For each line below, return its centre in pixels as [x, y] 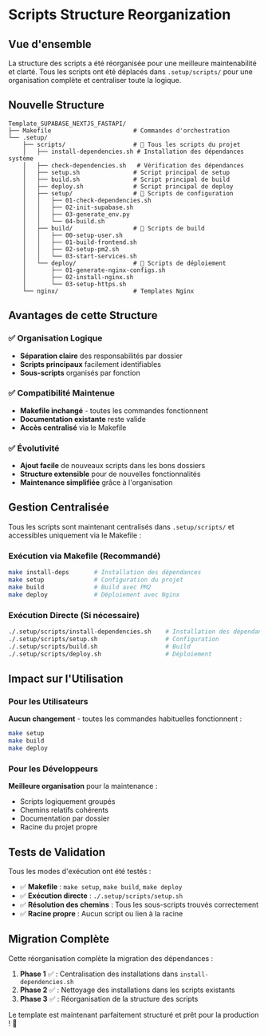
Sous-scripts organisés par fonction [80, 372]
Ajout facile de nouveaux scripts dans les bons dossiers [112, 466]
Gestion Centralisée [59, 508]
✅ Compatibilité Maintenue [62, 393]
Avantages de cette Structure [83, 315]
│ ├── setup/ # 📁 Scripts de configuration [128, 193]
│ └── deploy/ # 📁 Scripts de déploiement [124, 263]
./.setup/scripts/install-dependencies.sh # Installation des [119, 632]
